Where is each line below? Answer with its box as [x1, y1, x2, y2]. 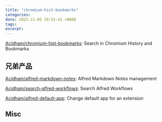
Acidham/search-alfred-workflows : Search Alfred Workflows [5, 85, 133, 91]
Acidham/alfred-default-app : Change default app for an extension [5, 95, 144, 101]
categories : [5, 12, 31, 17]
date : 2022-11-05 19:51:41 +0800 [5, 17, 76, 22]
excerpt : [5, 26, 24, 32]
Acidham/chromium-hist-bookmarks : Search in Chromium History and [5, 40, 153, 46]
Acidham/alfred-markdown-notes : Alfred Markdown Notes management [5, 75, 157, 81]
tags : [5, 21, 17, 27]
